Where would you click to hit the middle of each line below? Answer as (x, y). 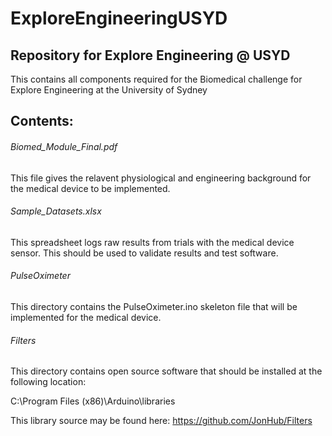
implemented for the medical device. (86, 317)
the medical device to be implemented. (90, 188)
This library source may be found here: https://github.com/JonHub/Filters (161, 421)
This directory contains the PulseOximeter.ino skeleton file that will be (154, 306)
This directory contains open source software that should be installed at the (166, 371)
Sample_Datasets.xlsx (56, 211)
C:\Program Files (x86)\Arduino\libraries (93, 401)
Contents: (42, 121)
